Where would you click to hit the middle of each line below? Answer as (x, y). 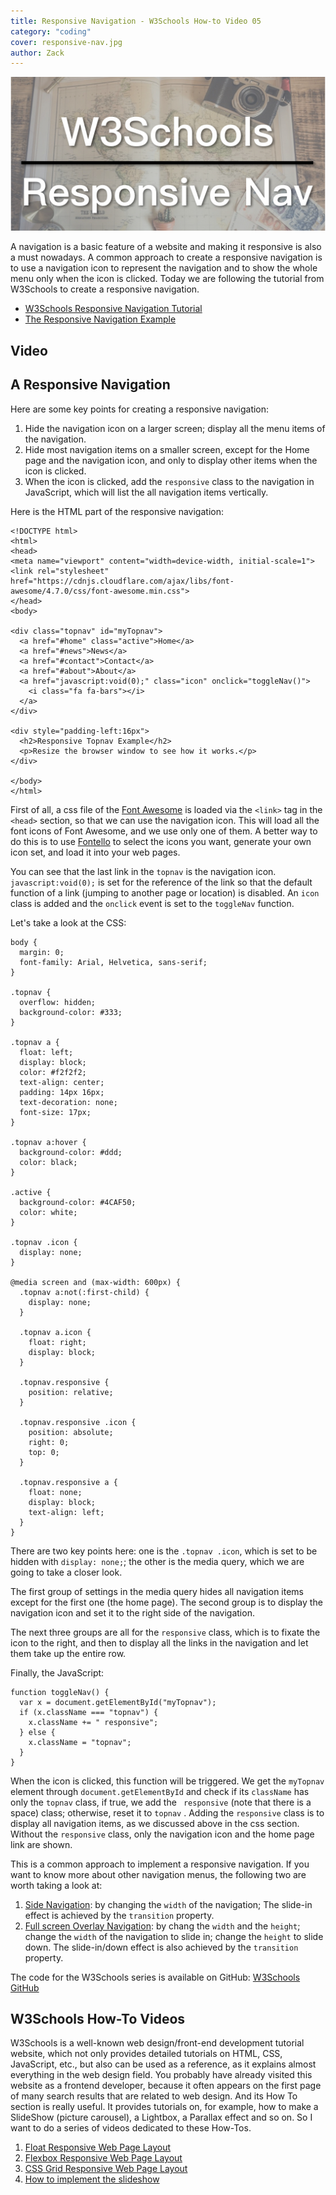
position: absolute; (71, 1432)
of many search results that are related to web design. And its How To (154, 2096)
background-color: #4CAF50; (78, 1202)
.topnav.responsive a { (68, 1482)
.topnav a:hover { (48, 1142)
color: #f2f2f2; (53, 1072)
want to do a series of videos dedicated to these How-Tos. (131, 2128)
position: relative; (71, 1392)
